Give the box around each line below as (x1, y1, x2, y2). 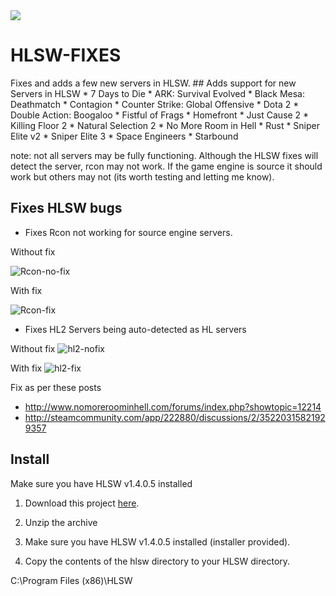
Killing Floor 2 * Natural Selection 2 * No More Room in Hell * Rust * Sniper (10, 119, 321, 131)
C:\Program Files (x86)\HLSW (10, 574, 133, 586)
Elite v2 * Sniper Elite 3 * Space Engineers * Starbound (10, 130, 239, 142)
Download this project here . (24, 497, 140, 509)
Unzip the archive (24, 516, 98, 528)
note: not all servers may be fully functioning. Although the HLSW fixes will (10, 149, 319, 161)
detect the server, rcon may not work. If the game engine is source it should (10, 160, 323, 172)
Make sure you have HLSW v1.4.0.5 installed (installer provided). (24, 535, 291, 548)
